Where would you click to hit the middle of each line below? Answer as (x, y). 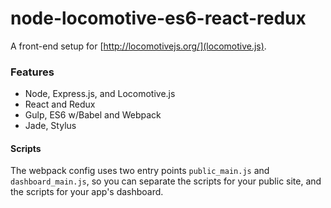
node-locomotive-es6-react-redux (158, 18)
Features (32, 72)
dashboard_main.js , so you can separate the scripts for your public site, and (166, 181)
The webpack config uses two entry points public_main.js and (140, 171)
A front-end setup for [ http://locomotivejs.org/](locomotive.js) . (138, 46)
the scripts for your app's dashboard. (87, 192)
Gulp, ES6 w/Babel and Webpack (93, 115)
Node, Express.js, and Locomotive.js (100, 94)
